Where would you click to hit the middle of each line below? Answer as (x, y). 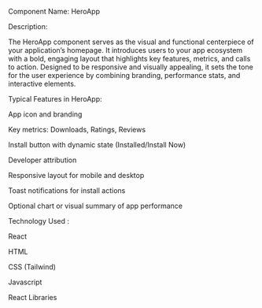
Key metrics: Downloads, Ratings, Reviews (77, 130)
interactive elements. (42, 83)
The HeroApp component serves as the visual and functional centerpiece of (131, 42)
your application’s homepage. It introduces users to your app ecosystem (125, 50)
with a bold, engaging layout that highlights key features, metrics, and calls (129, 59)
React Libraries (33, 297)
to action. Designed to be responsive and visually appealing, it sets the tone (131, 67)
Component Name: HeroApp (54, 11)
